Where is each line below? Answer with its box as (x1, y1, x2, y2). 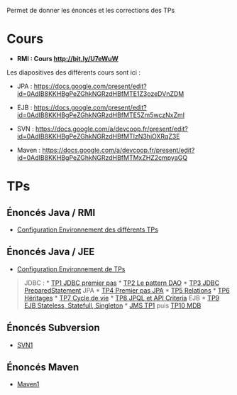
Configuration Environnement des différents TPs (16, 225, 159, 234)
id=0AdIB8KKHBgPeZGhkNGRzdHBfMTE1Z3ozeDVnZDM (16, 89, 184, 98)
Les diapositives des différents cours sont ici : (6, 67, 141, 77)
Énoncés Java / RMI (6, 206, 96, 219)
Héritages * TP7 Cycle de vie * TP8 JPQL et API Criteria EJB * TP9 (23, 293, 220, 302)
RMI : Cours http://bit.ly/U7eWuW (16, 54, 118, 63)
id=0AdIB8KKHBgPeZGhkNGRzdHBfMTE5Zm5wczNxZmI (16, 110, 185, 119)
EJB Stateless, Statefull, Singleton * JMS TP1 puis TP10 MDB (23, 301, 202, 310)
